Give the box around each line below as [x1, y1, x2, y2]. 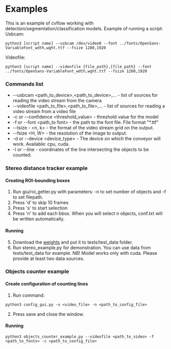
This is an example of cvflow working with [5, 20, 94, 26]
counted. [12, 152, 32, 158]
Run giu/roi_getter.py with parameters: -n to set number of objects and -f [12, 189, 166, 195]
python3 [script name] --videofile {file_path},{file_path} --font [5, 64, 152, 69]
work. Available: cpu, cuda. [12, 141, 70, 147]
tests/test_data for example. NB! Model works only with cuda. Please [12, 250, 157, 256]
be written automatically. [12, 216, 65, 222]
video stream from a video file [12, 108, 76, 115]
